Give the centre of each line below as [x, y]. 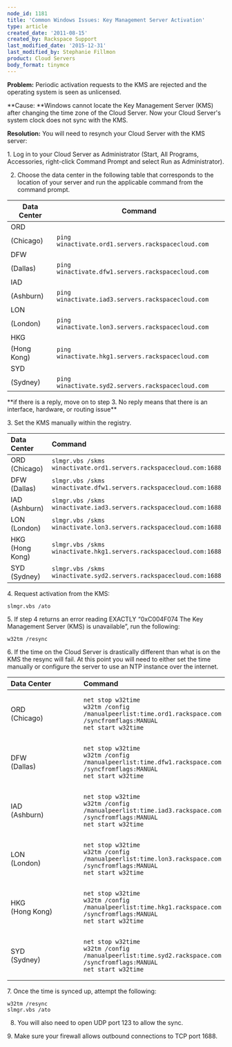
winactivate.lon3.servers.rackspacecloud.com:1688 [136, 527]
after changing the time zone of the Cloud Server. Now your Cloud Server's [114, 113]
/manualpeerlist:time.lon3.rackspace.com [152, 858]
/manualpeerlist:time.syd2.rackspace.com [152, 955]
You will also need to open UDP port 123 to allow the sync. [100, 1022]
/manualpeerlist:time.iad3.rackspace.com [152, 810]
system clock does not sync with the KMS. [68, 120]
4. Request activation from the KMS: [59, 593]
